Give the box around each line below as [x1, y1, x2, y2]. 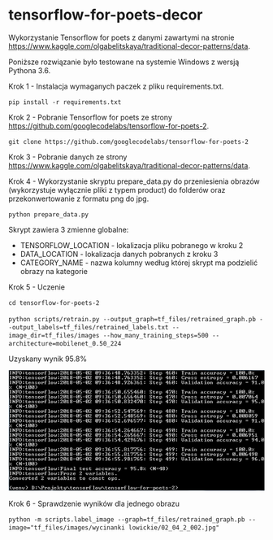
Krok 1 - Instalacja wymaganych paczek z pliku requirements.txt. [8, 81, 224, 91]
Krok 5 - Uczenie [8, 282, 65, 292]
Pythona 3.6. [8, 65, 51, 75]
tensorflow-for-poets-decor [8, 6, 203, 24]
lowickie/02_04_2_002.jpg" [128, 524, 220, 532]
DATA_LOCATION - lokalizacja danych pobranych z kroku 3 [19, 249, 219, 259]
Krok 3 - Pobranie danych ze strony [8, 152, 128, 162]
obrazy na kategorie [19, 266, 88, 276]
